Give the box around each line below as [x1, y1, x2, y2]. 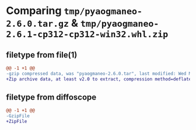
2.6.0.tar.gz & [6, 16, 79, 30]
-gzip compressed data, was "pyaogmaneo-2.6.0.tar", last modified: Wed [6, 71, 187, 76]
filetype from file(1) [6, 50, 78, 59]
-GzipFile [6, 113, 30, 119]
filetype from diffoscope [6, 92, 97, 103]
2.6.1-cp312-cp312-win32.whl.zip [6, 29, 169, 40]
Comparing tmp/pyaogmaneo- [6, 4, 143, 17]
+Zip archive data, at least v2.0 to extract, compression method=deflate [6, 76, 192, 82]
